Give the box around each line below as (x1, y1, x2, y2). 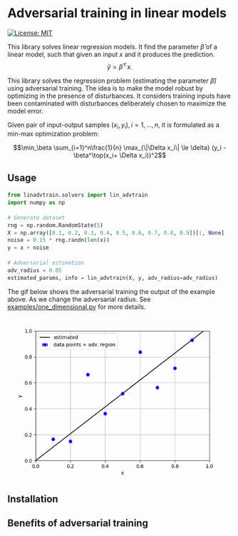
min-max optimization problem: (7, 130, 100, 138)
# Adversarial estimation (7, 259, 84, 267)
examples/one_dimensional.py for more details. (7, 302, 146, 311)
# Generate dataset (7, 214, 66, 221)
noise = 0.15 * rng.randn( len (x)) (7, 237, 110, 244)
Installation (7, 493, 58, 505)
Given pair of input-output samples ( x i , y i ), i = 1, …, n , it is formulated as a (7, 120, 219, 131)
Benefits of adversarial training (7, 517, 148, 530)
